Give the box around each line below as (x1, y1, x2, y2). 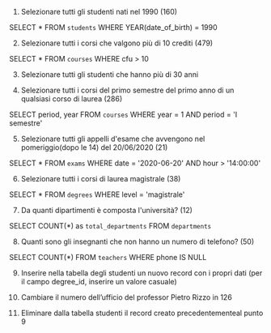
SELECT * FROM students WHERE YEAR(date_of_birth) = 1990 (9, 23, 218, 32)
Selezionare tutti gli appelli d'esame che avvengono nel (20, 134, 205, 143)
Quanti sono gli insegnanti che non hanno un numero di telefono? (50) (20, 237, 255, 246)
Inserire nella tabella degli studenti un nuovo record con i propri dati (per (20, 268, 263, 278)
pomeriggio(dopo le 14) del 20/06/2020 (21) (20, 143, 168, 152)
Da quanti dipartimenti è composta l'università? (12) (20, 206, 193, 215)
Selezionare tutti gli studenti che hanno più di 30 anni (20, 70, 199, 79)
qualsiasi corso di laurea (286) (20, 94, 123, 104)
